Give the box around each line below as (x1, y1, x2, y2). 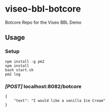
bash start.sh (5, 67, 34, 72)
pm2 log (5, 72, 21, 77)
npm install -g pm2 (5, 59, 45, 64)
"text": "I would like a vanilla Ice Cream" (14, 98, 106, 103)
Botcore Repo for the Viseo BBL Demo (5, 19, 82, 25)
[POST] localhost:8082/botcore (5, 83, 82, 90)
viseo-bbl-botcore (5, 3, 81, 15)
